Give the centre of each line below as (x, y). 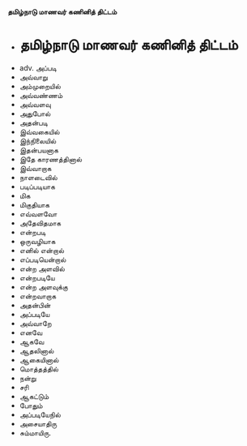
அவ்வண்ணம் (41, 95)
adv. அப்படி (38, 67)
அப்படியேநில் (40, 414)
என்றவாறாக (38, 296)
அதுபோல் (35, 114)
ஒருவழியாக (37, 241)
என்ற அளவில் (42, 268)
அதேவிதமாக (40, 223)
